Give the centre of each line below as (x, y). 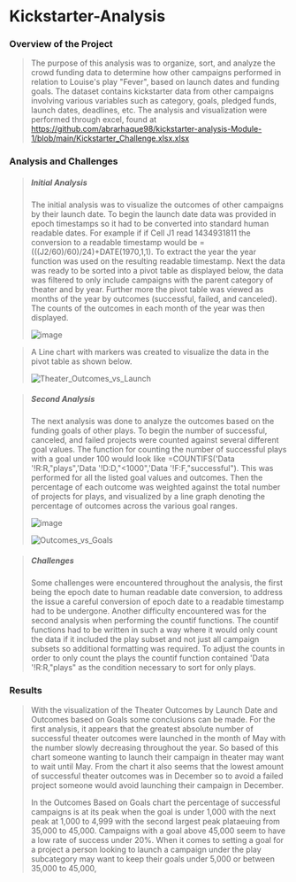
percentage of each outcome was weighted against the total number (156, 487)
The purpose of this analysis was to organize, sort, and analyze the (153, 63)
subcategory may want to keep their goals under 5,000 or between (153, 859)
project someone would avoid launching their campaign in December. (157, 785)
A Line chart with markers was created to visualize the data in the (150, 352)
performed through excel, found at (94, 120)
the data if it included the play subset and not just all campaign (145, 639)
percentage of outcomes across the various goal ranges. (134, 506)
